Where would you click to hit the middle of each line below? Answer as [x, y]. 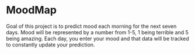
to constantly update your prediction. [51, 45]
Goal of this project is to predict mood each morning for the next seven [91, 26]
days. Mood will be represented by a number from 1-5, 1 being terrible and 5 [97, 32]
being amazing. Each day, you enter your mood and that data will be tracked [98, 38]
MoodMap [32, 10]
